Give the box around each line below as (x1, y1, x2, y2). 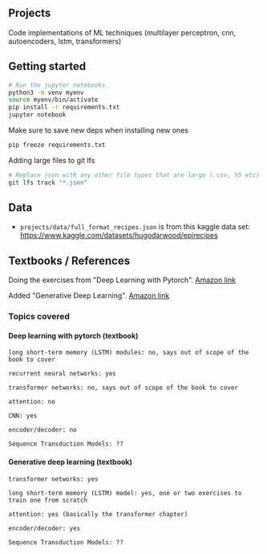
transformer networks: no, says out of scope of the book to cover (8, 384, 239, 392)
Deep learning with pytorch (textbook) (8, 330, 139, 340)
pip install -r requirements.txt (8, 104, 120, 112)
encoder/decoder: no (8, 426, 78, 434)
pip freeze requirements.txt (8, 141, 106, 149)
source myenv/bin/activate (8, 96, 99, 104)
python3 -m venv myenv (8, 88, 84, 96)
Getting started (8, 60, 87, 73)
